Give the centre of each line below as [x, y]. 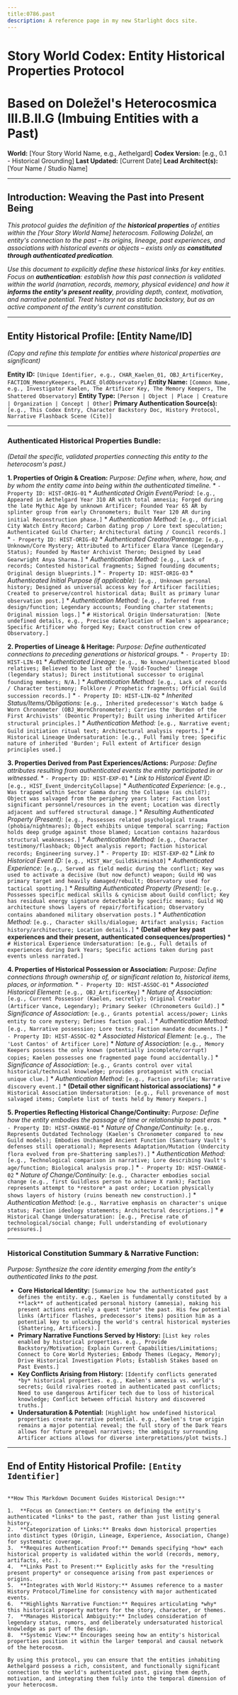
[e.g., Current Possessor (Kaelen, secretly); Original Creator [104, 999]
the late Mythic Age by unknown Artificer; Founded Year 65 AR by [107, 506]
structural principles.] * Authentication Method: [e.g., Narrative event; [119, 722]
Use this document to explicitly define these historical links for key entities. [117, 269]
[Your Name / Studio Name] [48, 168]
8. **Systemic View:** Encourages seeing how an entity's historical [114, 1635]
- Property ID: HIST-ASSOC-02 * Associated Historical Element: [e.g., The [117, 1036]
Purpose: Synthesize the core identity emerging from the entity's [102, 1269]
